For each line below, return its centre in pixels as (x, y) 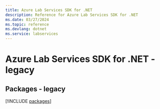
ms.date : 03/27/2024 (27, 19)
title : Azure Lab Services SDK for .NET (49, 10)
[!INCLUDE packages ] (28, 101)
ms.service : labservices (32, 34)
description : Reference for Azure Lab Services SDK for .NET (72, 15)
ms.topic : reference (27, 24)
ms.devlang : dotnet (26, 29)
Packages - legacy (35, 89)
